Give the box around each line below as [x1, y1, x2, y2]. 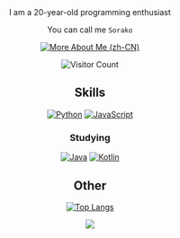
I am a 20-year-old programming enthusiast [9, 7, 171, 17]
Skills [74, 85, 106, 101]
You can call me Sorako [47, 24, 133, 35]
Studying [68, 131, 112, 144]
